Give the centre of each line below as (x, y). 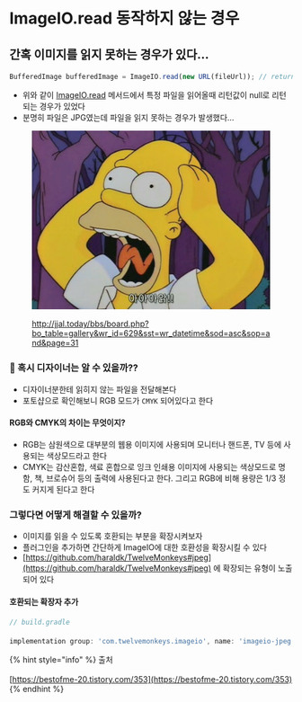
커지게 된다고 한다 (63, 489)
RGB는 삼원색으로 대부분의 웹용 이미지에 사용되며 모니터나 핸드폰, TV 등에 (152, 444)
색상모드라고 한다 (77, 456)
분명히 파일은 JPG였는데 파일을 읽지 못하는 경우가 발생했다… (128, 117)
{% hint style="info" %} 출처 (62, 659)
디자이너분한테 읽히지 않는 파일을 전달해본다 (99, 389)
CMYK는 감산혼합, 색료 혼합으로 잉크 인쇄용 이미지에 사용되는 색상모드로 (149, 467)
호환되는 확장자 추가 (44, 601)
